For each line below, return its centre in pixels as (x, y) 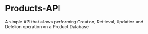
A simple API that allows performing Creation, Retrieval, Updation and (74, 22)
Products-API (33, 8)
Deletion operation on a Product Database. (47, 26)
